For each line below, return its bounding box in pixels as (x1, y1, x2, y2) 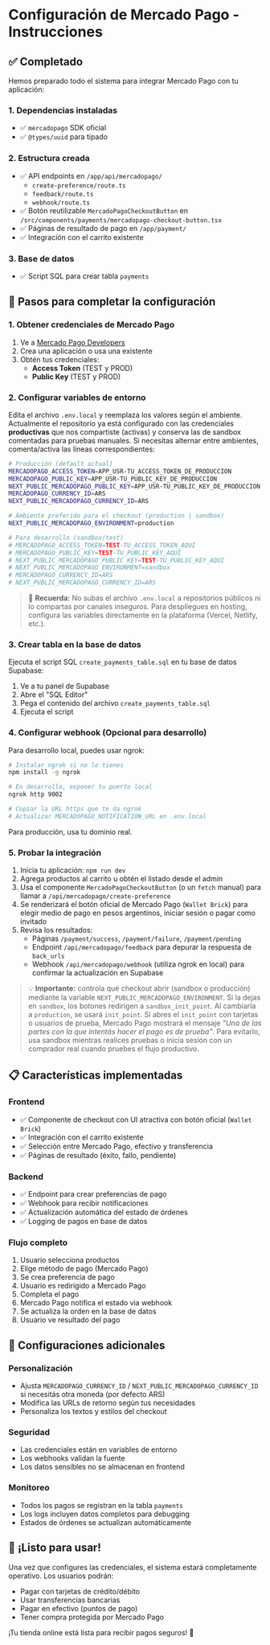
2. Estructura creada (8, 153, 90, 164)
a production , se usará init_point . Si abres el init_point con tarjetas (27, 1010, 259, 1020)
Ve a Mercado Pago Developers (19, 337, 126, 347)
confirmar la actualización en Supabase (31, 968, 164, 978)
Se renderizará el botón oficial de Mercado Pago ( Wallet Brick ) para (19, 900, 248, 909)
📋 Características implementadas (8, 1068, 183, 1082)
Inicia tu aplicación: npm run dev (19, 865, 126, 875)
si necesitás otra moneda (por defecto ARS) (19, 1390, 166, 1400)
